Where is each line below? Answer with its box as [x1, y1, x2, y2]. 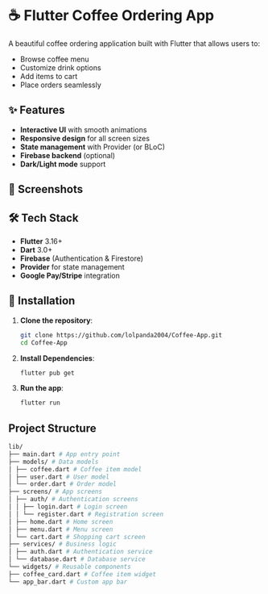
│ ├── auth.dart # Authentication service [8, 548, 153, 556]
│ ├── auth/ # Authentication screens [8, 496, 138, 504]
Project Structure [8, 421, 97, 435]
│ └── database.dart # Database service [8, 555, 146, 563]
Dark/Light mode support [19, 159, 106, 169]
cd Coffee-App [19, 338, 68, 347]
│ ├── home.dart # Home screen [8, 517, 113, 525]
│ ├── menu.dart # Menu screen [8, 525, 113, 533]
